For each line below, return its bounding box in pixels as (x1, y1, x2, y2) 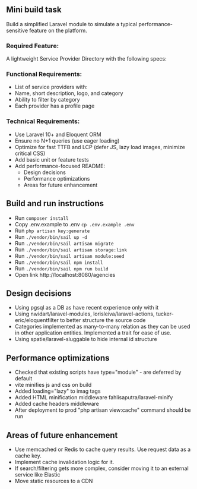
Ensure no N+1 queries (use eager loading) (14, 137, 120, 144)
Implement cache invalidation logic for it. (14, 458, 115, 465)
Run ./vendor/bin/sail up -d (14, 233, 87, 240)
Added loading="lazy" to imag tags (14, 387, 101, 395)
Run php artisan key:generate (14, 227, 90, 234)
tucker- (155, 310, 174, 317)
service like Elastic (14, 471, 61, 478)
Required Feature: (6, 42, 59, 50)
